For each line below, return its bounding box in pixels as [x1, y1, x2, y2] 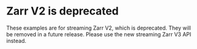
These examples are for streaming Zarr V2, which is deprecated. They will [6, 24, 191, 31]
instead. [6, 37, 27, 44]
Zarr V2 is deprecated [6, 4, 119, 18]
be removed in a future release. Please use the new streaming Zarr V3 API [6, 30, 192, 38]
